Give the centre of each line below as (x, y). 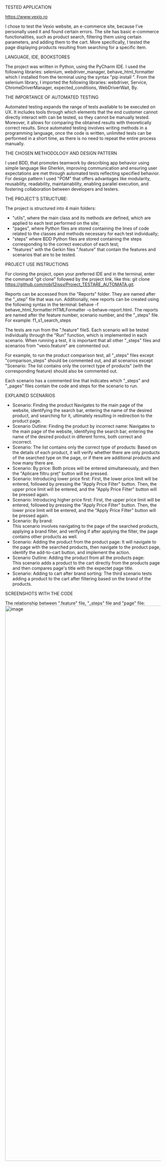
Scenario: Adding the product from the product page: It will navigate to (84, 542)
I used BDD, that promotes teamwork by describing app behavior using (77, 163)
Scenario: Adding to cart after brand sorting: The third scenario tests (82, 573)
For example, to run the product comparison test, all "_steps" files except (80, 355)
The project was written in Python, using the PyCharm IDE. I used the (75, 67)
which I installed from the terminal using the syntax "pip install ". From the (80, 77)
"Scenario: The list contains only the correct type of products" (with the (78, 366)
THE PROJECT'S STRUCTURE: (36, 199)
